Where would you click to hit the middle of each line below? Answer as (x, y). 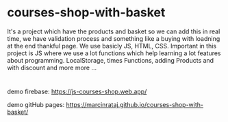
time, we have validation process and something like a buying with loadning (114, 38)
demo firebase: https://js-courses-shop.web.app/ (77, 92)
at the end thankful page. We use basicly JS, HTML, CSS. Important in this (112, 46)
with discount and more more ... (52, 67)
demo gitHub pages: (36, 105)
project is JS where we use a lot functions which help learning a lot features (114, 53)
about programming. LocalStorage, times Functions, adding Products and (111, 60)
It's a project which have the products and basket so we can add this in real (114, 31)
